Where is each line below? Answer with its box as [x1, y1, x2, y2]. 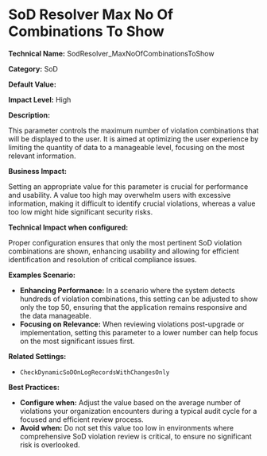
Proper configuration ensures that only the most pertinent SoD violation [8, 238, 242, 247]
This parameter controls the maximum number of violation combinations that [8, 126, 259, 135]
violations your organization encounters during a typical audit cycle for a [19, 406, 257, 415]
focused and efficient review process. [19, 415, 145, 424]
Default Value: [8, 79, 57, 89]
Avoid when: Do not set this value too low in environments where [19, 423, 234, 432]
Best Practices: [8, 382, 60, 392]
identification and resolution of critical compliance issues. [8, 254, 197, 264]
